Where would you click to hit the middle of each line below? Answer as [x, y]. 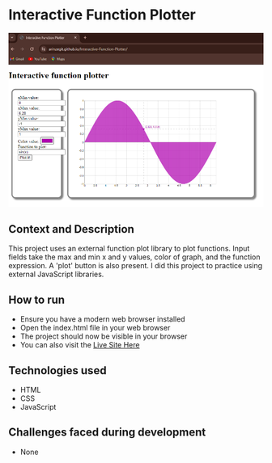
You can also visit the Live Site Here [80, 345]
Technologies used [57, 370]
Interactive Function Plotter [102, 15]
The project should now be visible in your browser [104, 336]
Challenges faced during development [107, 433]
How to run [37, 299]
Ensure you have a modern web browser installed [102, 319]
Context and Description [72, 229]
